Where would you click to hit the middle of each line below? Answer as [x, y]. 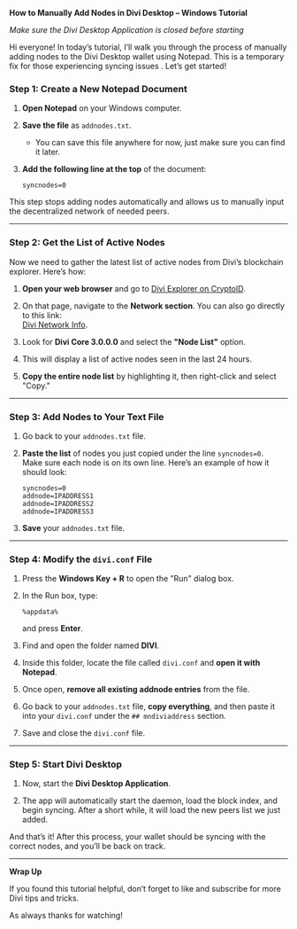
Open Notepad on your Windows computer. [102, 108]
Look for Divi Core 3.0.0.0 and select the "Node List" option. [133, 341]
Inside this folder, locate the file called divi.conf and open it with [141, 663]
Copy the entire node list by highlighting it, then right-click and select [149, 376]
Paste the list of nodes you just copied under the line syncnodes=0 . [142, 453]
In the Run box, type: [60, 596]
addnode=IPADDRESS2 [58, 504]
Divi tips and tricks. [44, 898]
